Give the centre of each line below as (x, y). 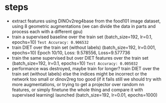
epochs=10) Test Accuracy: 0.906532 (50, 42)
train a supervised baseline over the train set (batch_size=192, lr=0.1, (82, 37)
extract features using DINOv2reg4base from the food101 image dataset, (86, 21)
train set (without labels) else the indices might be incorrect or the (79, 74)
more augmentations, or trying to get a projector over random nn (78, 84)
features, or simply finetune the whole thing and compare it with (78, 90)
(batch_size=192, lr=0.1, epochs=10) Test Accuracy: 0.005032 (75, 63)
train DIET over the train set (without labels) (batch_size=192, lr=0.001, (84, 47)
